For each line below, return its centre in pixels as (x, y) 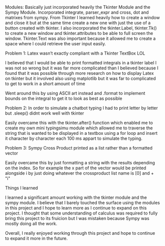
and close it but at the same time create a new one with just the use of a (78, 23)
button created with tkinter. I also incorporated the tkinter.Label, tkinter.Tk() (81, 28)
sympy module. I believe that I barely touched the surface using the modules (82, 203)
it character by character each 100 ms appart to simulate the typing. (74, 138)
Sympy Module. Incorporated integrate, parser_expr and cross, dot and (77, 12)
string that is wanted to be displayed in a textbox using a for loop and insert (81, 133)
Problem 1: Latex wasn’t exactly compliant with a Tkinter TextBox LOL (75, 53)
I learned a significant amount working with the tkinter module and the (76, 197)
